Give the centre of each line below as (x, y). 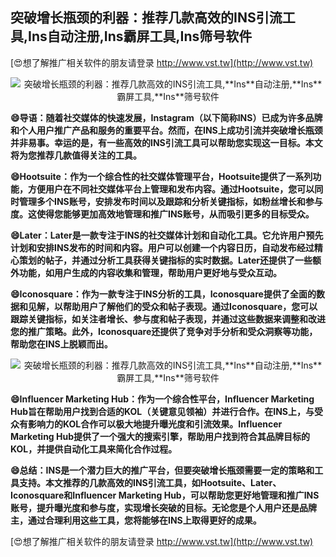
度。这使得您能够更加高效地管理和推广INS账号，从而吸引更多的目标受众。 (162, 214)
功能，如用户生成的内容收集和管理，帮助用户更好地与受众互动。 (150, 272)
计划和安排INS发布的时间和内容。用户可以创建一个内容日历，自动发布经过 (162, 247)
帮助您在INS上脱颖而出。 (61, 344)
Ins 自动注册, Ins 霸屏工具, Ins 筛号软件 (140, 36)
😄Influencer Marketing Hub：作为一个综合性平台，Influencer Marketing (162, 399)
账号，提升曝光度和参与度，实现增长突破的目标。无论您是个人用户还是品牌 (163, 507)
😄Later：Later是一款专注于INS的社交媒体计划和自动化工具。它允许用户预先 (167, 235)
